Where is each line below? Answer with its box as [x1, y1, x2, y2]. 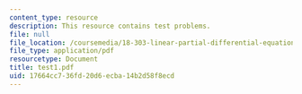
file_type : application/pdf [9, 47, 115, 56]
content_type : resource [9, 13, 99, 22]
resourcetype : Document [9, 55, 99, 64]
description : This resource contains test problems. [9, 21, 211, 30]
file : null [9, 30, 50, 38]
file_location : [9, 38, 67, 47]
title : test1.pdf [9, 64, 75, 73]
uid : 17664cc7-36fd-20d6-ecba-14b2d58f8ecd [9, 72, 175, 81]
